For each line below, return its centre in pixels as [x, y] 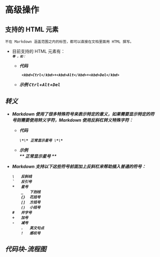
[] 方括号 [31, 202]
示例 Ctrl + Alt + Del [40, 85]
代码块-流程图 [26, 249]
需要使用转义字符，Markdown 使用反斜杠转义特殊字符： [77, 120]
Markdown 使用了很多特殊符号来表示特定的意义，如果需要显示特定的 [81, 114]
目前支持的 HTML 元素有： [39, 51]
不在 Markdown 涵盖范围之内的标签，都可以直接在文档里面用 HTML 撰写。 [69, 42]
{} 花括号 [31, 197]
